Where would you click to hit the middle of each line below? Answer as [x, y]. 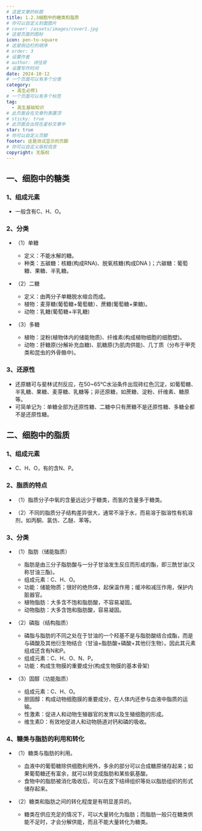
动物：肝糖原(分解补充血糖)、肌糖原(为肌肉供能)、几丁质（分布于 [105, 345]
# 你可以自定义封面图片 [32, 23]
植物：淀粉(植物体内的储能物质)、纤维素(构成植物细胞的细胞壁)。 [105, 337]
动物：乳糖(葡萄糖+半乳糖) [57, 311]
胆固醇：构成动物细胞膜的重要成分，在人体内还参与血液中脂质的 [103, 699]
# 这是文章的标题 [25, 12]
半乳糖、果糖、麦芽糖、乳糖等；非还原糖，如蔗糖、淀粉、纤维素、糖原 [102, 391]
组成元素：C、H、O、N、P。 [60, 658]
